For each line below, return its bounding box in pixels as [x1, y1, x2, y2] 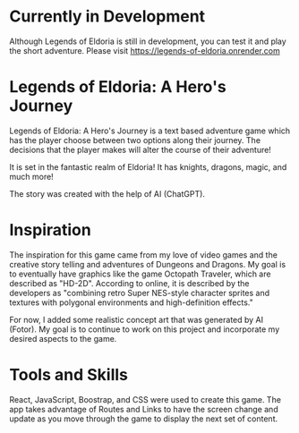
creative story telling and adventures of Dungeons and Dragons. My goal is [9, 259, 286, 269]
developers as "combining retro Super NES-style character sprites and [9, 287, 270, 298]
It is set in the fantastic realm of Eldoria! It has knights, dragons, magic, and [9, 161, 287, 172]
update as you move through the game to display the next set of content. [9, 413, 278, 424]
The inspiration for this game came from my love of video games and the [9, 249, 278, 260]
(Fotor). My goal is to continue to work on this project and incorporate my [9, 324, 280, 335]
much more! [9, 171, 54, 182]
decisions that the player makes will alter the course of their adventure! [9, 144, 271, 155]
